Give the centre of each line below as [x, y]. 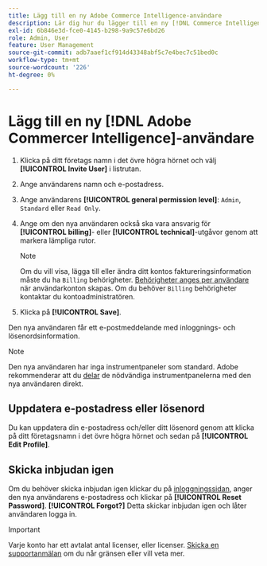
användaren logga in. [43, 514]
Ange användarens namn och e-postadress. [92, 184]
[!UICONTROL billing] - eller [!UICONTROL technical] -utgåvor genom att [139, 232]
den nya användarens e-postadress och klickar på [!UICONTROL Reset [125, 498]
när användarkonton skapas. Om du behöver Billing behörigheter [128, 288]
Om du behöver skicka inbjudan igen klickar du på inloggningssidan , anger [130, 489]
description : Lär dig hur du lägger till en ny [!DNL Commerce [115, 23]
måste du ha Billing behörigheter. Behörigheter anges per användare [134, 279]
